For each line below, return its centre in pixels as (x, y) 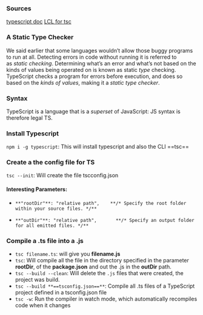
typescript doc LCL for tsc (39, 22)
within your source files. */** (56, 209)
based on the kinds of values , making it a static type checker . (83, 82)
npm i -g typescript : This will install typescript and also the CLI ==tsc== (98, 147)
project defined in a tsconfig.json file (61, 292)
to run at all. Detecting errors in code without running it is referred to (92, 57)
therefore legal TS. (29, 118)
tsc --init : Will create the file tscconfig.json (62, 175)
